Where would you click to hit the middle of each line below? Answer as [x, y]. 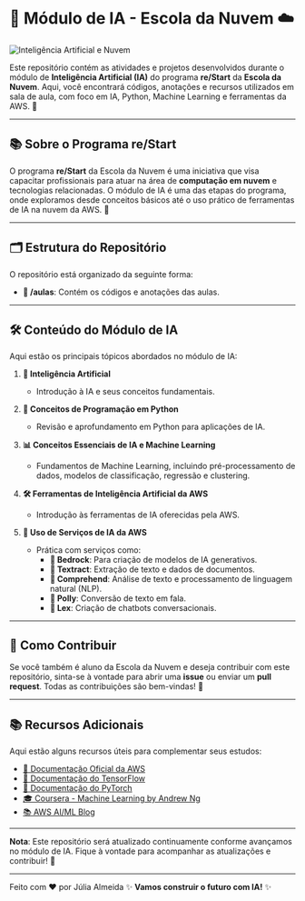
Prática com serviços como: [89, 550]
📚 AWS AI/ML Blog [59, 812]
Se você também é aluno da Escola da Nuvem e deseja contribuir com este [150, 667]
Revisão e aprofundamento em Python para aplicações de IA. [151, 427]
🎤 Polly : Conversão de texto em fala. [118, 598]
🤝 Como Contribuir [63, 645]
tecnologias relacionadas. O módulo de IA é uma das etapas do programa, [148, 190]
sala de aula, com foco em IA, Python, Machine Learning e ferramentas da [148, 96]
